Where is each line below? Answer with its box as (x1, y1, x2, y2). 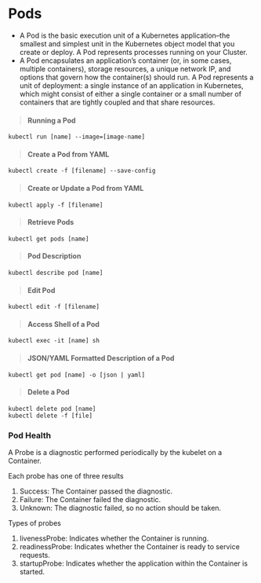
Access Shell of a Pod (27, 319, 100, 328)
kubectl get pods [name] (8, 235, 89, 243)
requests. (19, 551, 51, 560)
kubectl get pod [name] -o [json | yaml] (8, 371, 146, 379)
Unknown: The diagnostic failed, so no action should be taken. (19, 504, 222, 513)
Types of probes (8, 519, 61, 528)
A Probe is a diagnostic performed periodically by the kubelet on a (8, 448, 223, 457)
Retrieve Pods (27, 218, 74, 227)
